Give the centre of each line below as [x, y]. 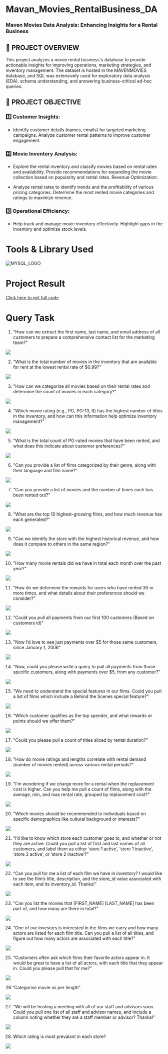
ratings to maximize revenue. [43, 198]
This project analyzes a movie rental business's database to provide [76, 59]
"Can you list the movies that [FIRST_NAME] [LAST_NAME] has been [83, 903]
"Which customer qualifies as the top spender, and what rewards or [82, 716]
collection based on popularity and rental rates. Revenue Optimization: [85, 177]
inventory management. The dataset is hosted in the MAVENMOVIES [76, 70]
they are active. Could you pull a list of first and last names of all [79, 844]
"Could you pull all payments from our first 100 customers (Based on [83, 618]
